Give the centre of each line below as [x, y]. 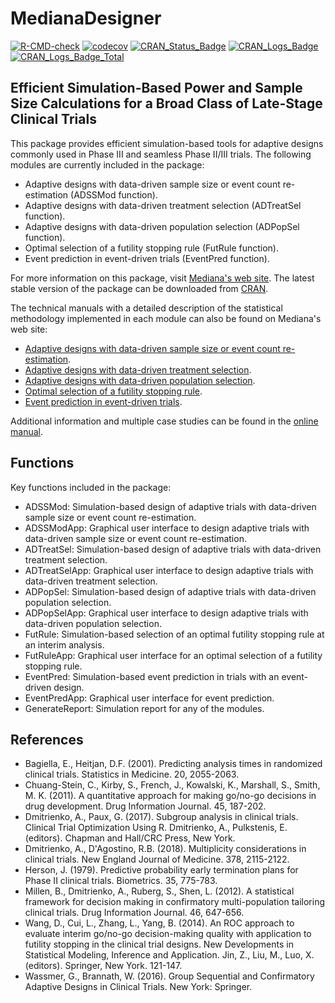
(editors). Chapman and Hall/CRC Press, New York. [130, 838]
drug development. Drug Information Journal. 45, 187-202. [145, 806]
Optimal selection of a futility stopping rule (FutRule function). [151, 248]
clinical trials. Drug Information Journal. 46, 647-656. [134, 913]
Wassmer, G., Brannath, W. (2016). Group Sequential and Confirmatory [169, 976]
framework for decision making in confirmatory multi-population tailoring [174, 902]
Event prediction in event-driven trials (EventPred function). [147, 258]
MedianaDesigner [86, 18]
